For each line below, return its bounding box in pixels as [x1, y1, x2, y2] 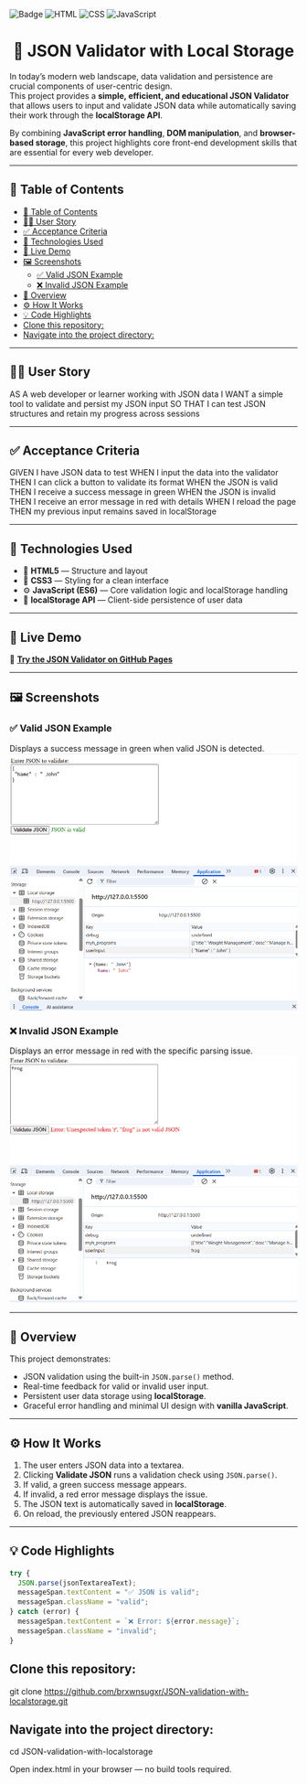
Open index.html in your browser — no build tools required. [9, 1764, 232, 1775]
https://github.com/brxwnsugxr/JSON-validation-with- [44, 1685, 249, 1696]
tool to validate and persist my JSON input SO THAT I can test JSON [9, 398, 267, 409]
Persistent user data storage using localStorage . [22, 1391, 206, 1402]
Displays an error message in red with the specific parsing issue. [9, 1045, 253, 1056]
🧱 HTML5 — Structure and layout [22, 565, 148, 576]
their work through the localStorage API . [9, 110, 163, 121]
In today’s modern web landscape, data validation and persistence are [9, 70, 274, 81]
